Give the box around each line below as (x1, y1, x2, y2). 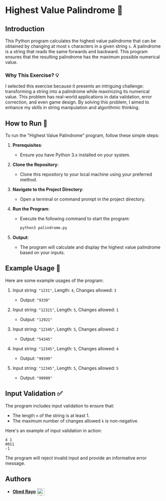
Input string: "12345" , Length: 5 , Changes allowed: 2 (12, 326, 119, 332)
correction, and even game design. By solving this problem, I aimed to (5, 99, 149, 105)
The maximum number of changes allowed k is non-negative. (12, 418, 139, 424)
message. (5, 460, 25, 466)
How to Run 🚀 (5, 119, 48, 128)
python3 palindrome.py (19, 226, 67, 231)
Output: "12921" (19, 316, 52, 322)
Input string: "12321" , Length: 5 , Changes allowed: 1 (12, 307, 119, 313)
